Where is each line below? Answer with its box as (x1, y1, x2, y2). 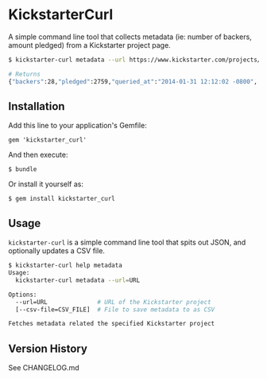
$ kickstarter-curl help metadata (8, 261, 123, 270)
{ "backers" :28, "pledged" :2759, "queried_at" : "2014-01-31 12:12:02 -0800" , (8, 77, 258, 85)
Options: (8, 291, 37, 299)
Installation (8, 100, 65, 113)
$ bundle (8, 166, 37, 174)
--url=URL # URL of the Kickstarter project (15, 298, 212, 306)
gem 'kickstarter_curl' (8, 136, 87, 144)
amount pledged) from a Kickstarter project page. (8, 40, 171, 49)
